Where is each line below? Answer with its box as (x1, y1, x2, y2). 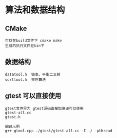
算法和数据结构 (5, 4, 65, 16)
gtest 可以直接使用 (5, 92, 61, 100)
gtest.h (5, 115, 21, 119)
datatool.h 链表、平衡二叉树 (5, 72, 61, 77)
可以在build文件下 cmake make (5, 38, 62, 43)
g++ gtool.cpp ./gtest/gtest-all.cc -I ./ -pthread (5, 128, 112, 133)
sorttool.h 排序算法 (5, 77, 46, 82)
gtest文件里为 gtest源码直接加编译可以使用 (5, 106, 84, 111)
